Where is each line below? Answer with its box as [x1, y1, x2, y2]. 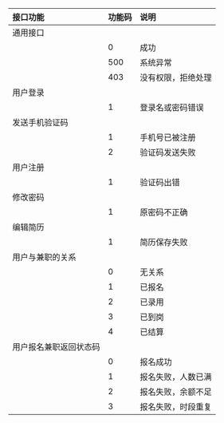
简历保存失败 [140, 237, 189, 247]
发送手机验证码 [12, 117, 69, 128]
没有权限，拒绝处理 [140, 72, 213, 83]
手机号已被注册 [140, 132, 197, 143]
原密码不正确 [140, 207, 189, 218]
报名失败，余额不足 [140, 386, 213, 397]
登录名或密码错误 [140, 102, 205, 113]
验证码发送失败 [140, 147, 197, 158]
